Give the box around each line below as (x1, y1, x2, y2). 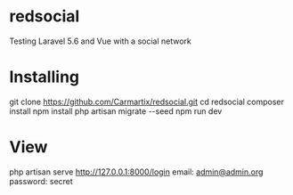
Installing (9, 67, 80, 87)
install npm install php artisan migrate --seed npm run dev (9, 105, 223, 117)
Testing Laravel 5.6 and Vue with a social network (9, 36, 191, 46)
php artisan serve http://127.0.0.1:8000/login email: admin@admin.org (9, 167, 264, 177)
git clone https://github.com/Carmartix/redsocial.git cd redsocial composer (9, 96, 285, 107)
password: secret (9, 175, 73, 186)
